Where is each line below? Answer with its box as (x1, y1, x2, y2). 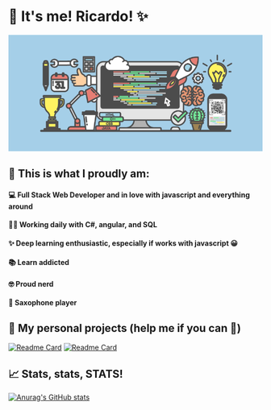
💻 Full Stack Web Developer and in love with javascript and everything (8, 189, 250, 200)
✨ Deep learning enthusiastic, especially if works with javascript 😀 (8, 238, 238, 248)
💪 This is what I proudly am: (8, 167, 150, 180)
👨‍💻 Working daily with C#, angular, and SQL (8, 220, 157, 230)
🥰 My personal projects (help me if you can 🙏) (8, 321, 242, 335)
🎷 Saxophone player (8, 298, 77, 308)
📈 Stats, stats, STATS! (8, 367, 123, 381)
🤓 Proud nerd (8, 279, 54, 288)
